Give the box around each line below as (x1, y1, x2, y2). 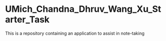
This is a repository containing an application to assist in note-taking (5, 30, 145, 36)
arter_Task (5, 14, 50, 25)
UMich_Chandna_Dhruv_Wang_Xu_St (5, 3, 162, 15)
